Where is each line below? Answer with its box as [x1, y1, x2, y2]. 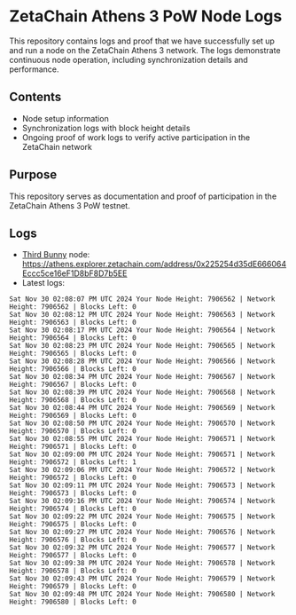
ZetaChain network [21, 141, 93, 152]
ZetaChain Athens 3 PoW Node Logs [9, 6, 283, 27]
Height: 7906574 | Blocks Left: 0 [9, 504, 137, 514]
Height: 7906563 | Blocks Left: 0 [9, 318, 137, 327]
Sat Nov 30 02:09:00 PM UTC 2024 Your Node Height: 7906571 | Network [9, 450, 276, 459]
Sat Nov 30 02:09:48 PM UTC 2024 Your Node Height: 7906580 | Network [9, 590, 276, 599]
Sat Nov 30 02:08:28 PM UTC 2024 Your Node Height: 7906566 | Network [9, 357, 276, 366]
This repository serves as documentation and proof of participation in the [9, 191, 277, 201]
